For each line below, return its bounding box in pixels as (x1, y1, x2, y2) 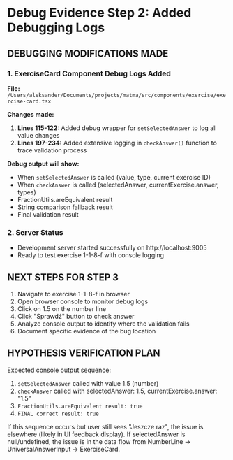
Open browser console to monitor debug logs (17, 297, 149, 306)
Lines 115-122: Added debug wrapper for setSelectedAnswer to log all (17, 124, 217, 132)
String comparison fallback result (17, 203, 113, 211)
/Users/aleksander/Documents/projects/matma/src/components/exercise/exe (7, 92, 227, 99)
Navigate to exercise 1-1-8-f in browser (17, 289, 130, 298)
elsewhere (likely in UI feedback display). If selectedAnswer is (7, 430, 186, 438)
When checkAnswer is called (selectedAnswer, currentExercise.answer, (17, 180, 219, 189)
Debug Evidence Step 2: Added (7, 5, 192, 21)
